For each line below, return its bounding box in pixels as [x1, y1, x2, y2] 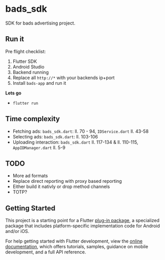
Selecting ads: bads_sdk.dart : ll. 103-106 [12, 133, 98, 139]
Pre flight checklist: [5, 48, 46, 54]
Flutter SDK [12, 58, 37, 64]
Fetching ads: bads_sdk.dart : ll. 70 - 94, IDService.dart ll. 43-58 [12, 128, 149, 134]
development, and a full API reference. [5, 249, 86, 255]
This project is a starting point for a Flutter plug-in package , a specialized [5, 218, 160, 224]
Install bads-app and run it [12, 80, 66, 86]
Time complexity [5, 114, 60, 123]
